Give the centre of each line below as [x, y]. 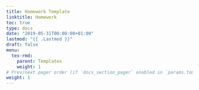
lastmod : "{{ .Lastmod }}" [39, 39]
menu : [13, 50]
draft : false [22, 45]
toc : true [18, 22]
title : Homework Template [38, 12]
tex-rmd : [22, 56]
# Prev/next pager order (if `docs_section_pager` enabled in [84, 72]
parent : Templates [39, 61]
